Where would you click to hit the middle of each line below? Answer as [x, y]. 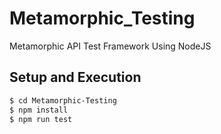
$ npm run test [41, 119]
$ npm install [39, 110]
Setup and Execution [75, 77]
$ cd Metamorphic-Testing [63, 100]
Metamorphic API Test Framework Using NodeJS [110, 46]
